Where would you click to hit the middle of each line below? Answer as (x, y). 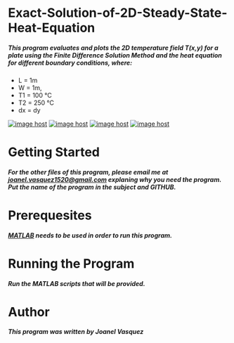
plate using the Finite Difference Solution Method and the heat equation (115, 55)
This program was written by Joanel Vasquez (76, 332)
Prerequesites (50, 215)
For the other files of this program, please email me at (88, 172)
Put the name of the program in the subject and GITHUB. (92, 187)
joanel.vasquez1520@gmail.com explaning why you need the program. (115, 179)
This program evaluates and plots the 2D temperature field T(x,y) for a (113, 48)
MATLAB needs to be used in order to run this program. (90, 235)
